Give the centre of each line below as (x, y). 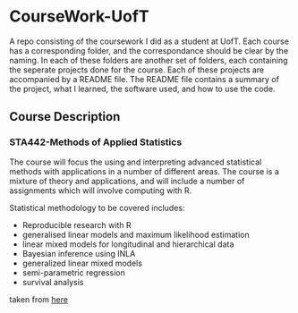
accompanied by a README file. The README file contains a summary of (145, 79)
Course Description (65, 117)
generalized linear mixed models (82, 263)
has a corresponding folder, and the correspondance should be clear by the (149, 50)
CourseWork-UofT (79, 17)
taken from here (39, 299)
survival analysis (53, 282)
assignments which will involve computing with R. (101, 190)
